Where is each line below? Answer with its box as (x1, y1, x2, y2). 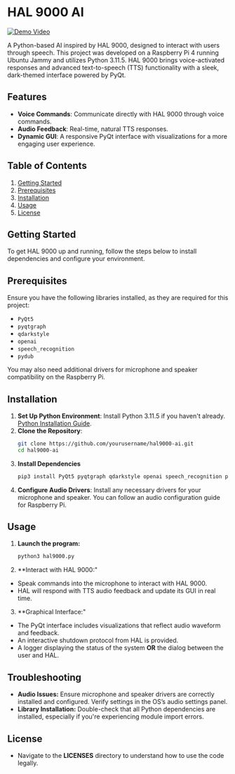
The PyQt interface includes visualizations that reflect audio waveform (17, 621, 221, 630)
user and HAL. (17, 651, 60, 660)
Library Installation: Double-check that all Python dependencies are (17, 705, 216, 714)
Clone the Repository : (17, 427, 83, 435)
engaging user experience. (17, 140, 96, 148)
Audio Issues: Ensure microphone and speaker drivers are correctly (17, 690, 215, 698)
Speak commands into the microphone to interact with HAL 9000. (17, 579, 208, 588)
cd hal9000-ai (17, 447, 59, 454)
